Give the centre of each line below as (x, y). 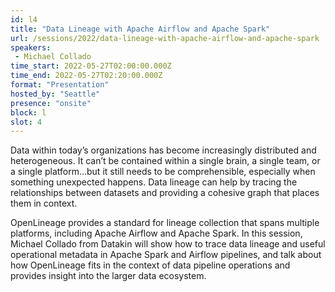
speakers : (31, 47)
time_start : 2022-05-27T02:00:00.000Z (91, 66)
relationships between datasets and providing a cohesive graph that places (165, 193)
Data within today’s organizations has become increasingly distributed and (163, 150)
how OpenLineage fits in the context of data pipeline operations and (150, 265)
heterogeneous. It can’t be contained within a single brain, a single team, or (165, 161)
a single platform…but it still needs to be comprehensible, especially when (163, 172)
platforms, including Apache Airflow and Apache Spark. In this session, (156, 233)
